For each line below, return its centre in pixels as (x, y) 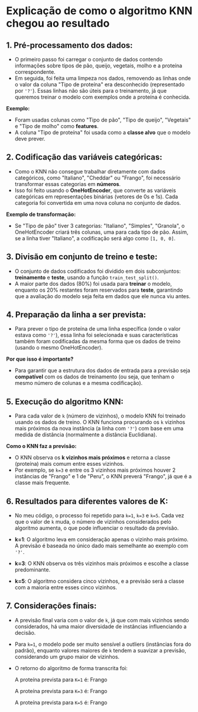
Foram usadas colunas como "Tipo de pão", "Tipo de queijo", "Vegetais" (103, 120)
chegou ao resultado (58, 23)
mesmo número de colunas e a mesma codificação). (79, 383)
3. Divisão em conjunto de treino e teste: (82, 257)
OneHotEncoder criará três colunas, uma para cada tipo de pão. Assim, (101, 232)
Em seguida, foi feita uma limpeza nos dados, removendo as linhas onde (103, 78)
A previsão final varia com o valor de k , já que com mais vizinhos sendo (102, 620)
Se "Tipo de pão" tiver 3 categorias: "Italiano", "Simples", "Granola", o (100, 226)
